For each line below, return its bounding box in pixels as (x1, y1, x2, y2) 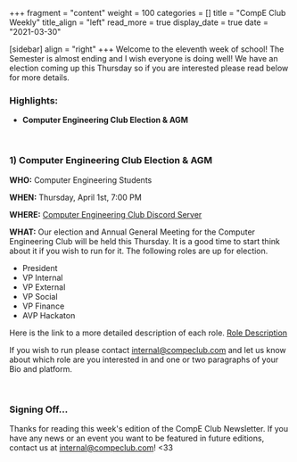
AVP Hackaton (21, 309, 76, 320)
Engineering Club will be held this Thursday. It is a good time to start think (9, 235, 281, 246)
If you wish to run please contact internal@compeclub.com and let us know (9, 344, 287, 355)
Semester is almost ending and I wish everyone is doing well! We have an (9, 54, 278, 63)
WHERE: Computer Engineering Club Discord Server (9, 209, 202, 219)
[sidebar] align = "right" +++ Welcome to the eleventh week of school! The (9, 44, 285, 54)
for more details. (9, 72, 70, 83)
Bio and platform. (9, 363, 73, 374)
